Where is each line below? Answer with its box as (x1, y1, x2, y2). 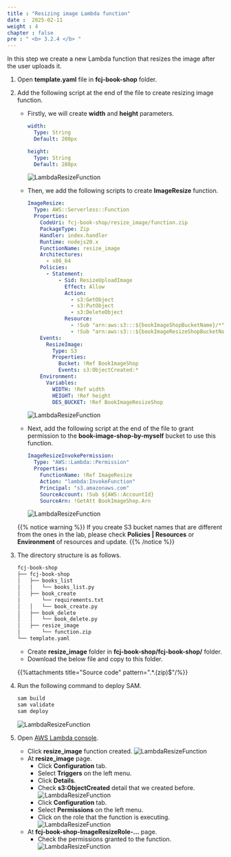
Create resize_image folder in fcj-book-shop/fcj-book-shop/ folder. (27, 647, 222, 656)
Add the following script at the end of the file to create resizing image (16, 89, 214, 97)
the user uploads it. (7, 62, 62, 70)
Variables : (45, 379, 78, 386)
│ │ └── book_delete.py (16, 616, 98, 623)
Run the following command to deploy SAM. (16, 681, 142, 689)
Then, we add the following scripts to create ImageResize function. (27, 187, 219, 195)
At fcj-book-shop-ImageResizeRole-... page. (27, 827, 157, 836)
